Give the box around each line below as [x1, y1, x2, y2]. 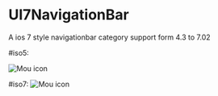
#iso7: [8, 79, 29, 89]
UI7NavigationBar [8, 6, 129, 24]
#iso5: [8, 48, 30, 57]
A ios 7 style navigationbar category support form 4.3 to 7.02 [8, 32, 212, 42]
